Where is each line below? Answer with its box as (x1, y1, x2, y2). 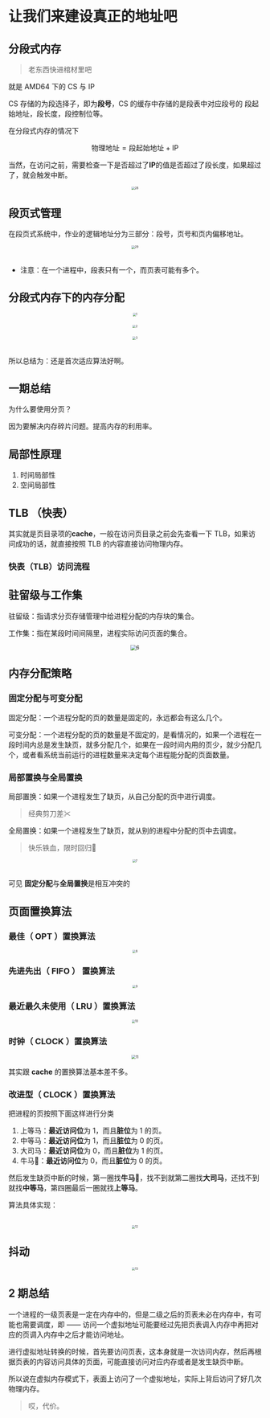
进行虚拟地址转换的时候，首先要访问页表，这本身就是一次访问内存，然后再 (8, 1346, 255, 1356)
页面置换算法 (8, 904, 72, 918)
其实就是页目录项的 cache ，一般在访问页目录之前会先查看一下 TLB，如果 (8, 529, 249, 539)
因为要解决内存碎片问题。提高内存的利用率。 (8, 421, 157, 431)
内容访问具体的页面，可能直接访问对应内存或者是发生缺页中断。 (35, 1356, 247, 1367)
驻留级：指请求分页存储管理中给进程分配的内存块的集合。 (8, 611, 198, 621)
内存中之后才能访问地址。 (43, 1330, 129, 1339)
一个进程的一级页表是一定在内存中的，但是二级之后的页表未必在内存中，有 (8, 1309, 255, 1319)
